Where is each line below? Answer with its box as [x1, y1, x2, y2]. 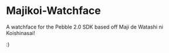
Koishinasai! [6, 29, 35, 36]
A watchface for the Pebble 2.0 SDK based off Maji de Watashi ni [6, 23, 163, 30]
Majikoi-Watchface [6, 4, 101, 17]
